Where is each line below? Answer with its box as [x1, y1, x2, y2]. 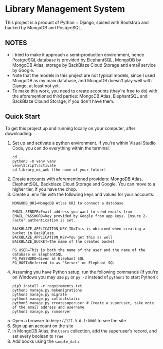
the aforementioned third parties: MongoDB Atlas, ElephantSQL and [12, 93, 148, 99]
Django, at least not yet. [12, 83, 60, 89]
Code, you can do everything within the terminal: [12, 145, 110, 151]
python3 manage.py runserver [12, 309, 72, 314]
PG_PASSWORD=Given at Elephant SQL [12, 256, 85, 261]
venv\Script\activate [12, 163, 56, 168]
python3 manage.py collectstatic [12, 296, 80, 301]
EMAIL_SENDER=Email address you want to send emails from [12, 209, 132, 214]
